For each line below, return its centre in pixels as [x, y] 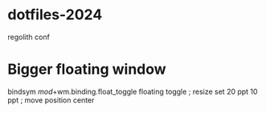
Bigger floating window [87, 69]
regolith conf [29, 37]
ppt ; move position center [51, 100]
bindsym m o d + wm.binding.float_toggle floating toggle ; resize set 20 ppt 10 [133, 91]
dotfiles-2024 [55, 15]
